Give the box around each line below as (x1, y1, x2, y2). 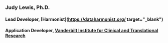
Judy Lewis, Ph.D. (5, 4, 50, 11)
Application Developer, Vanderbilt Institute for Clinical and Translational (5, 28, 158, 34)
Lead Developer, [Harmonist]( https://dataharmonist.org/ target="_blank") (5, 16, 163, 22)
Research (5, 33, 26, 39)
